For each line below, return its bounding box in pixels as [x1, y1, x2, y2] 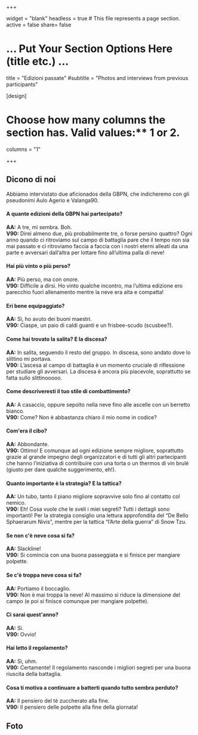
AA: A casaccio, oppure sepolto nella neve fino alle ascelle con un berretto [6, 401, 191, 408]
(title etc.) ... [6, 55, 69, 69]
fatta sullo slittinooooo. [6, 374, 63, 381]
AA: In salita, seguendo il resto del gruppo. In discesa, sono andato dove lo [6, 348, 191, 356]
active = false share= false [6, 21, 72, 28]
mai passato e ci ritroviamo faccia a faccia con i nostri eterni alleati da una [6, 242, 188, 249]
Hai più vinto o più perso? [6, 262, 70, 270]
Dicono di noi [6, 174, 56, 185]
